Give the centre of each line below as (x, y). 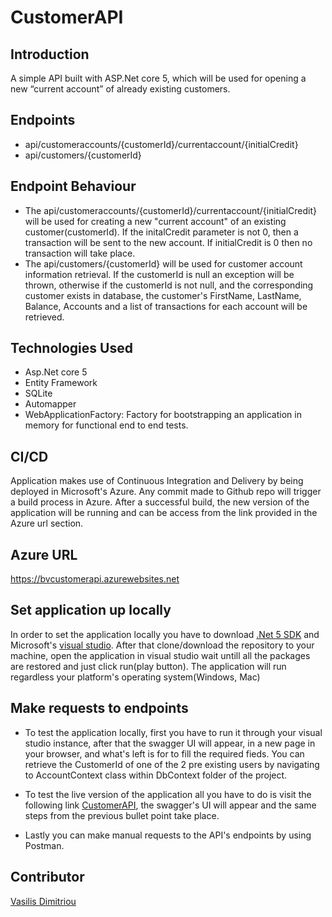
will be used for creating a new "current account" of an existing (155, 221)
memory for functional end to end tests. (106, 425)
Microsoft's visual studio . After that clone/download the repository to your (162, 645)
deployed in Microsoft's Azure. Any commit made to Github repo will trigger (166, 492)
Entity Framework (61, 383)
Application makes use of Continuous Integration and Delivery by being (157, 481)
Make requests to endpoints (99, 708)
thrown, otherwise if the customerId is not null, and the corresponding (169, 285)
